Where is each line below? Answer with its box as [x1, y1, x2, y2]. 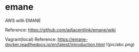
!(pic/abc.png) [106, 41, 135, 47]
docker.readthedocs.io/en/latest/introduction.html [5, 41, 105, 47]
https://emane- [58, 36, 88, 42]
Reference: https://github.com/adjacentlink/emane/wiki [5, 27, 116, 33]
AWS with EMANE [5, 17, 41, 23]
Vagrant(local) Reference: [5, 36, 57, 42]
